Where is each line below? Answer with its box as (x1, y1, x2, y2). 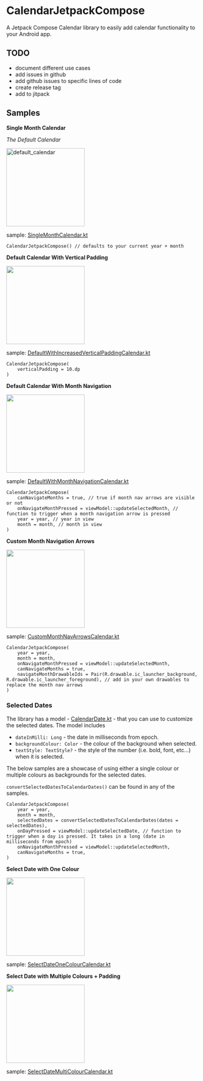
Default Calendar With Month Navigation (6, 382, 112, 389)
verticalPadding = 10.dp (17, 366, 80, 372)
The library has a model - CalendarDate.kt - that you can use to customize (6, 715, 193, 722)
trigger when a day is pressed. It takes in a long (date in (6, 833, 165, 839)
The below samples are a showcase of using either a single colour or (6, 764, 179, 772)
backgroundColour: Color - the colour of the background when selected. (15, 739, 197, 747)
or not (6, 500, 23, 506)
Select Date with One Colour (6, 865, 79, 872)
